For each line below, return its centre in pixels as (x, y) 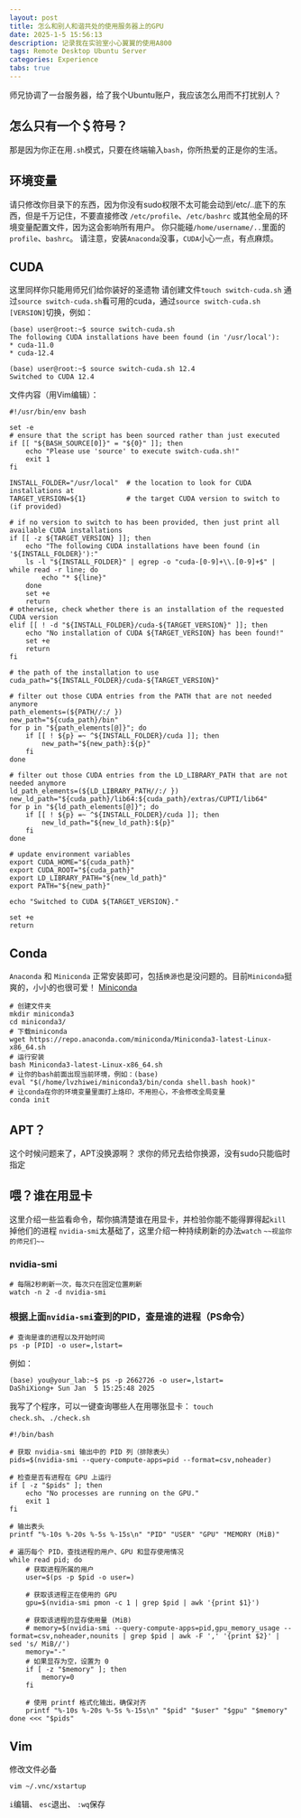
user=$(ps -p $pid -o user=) (80, 1578)
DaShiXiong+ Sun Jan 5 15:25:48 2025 (82, 1389)
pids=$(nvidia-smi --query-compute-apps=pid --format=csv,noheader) (141, 1460)
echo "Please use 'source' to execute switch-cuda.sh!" (133, 452)
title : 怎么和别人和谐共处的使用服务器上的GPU (87, 26)
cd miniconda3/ (38, 1022)
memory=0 (58, 1678)
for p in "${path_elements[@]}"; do (78, 728)
